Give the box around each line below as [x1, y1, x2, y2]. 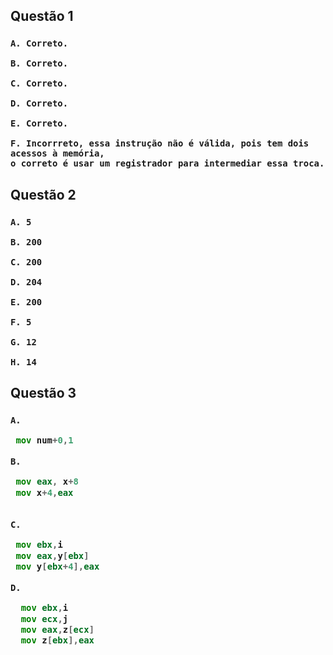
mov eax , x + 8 [15, 476, 79, 488]
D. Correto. [10, 98, 69, 109]
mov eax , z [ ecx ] [20, 624, 95, 636]
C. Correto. [10, 78, 69, 89]
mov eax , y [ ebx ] [15, 550, 90, 561]
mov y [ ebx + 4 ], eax [15, 561, 100, 573]
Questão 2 [10, 186, 77, 203]
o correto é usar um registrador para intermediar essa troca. [10, 158, 325, 169]
